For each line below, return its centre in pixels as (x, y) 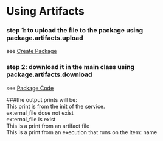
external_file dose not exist (40, 113)
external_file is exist (31, 119)
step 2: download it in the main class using (71, 67)
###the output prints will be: (42, 99)
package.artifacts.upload (45, 38)
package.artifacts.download (49, 74)
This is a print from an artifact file (48, 126)
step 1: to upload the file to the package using (75, 31)
